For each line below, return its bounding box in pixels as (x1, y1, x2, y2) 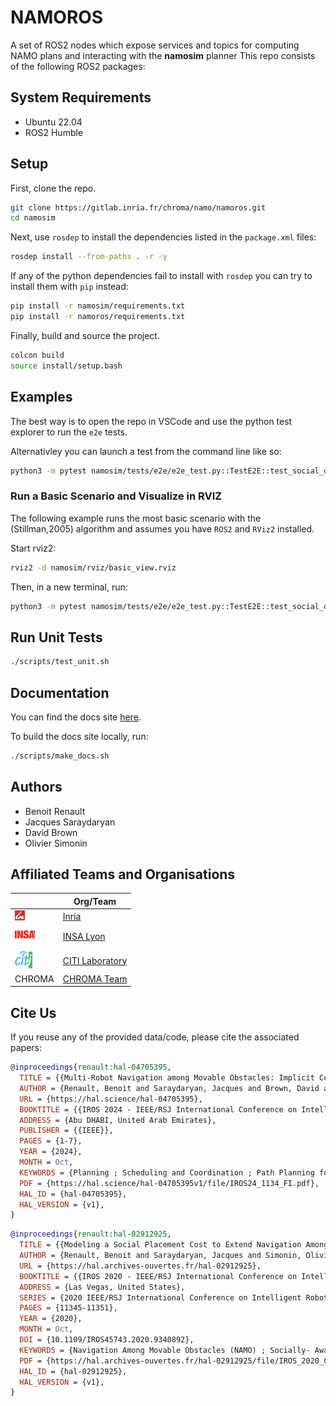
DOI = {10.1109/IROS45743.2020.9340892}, (19, 1335, 195, 1345)
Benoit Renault (24, 805, 86, 817)
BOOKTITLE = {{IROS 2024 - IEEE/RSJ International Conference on (19, 1104, 298, 1115)
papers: (10, 1042, 42, 1054)
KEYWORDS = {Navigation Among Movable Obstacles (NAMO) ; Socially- (19, 1345, 311, 1355)
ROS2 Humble (24, 126, 84, 138)
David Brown (24, 826, 78, 838)
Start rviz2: (10, 542, 57, 554)
